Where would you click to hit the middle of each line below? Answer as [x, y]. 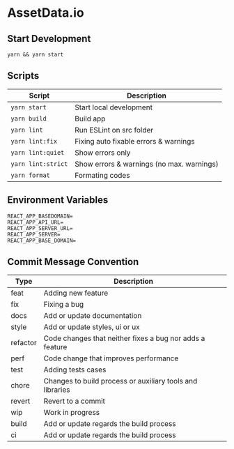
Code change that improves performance [111, 358]
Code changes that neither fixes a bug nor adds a [124, 338]
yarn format [31, 175]
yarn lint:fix [34, 141]
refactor [24, 343]
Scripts [23, 76]
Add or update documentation [93, 316]
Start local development [114, 107]
